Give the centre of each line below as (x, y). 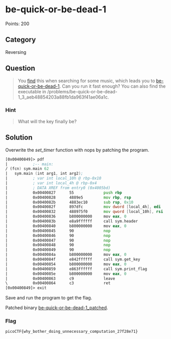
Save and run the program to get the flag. (49, 298)
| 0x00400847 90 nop (58, 240)
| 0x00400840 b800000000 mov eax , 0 (66, 226)
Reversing (16, 52)
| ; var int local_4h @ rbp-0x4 (51, 183)
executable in (32, 91)
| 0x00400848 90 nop (58, 245)
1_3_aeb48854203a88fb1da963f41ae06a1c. (63, 97)
